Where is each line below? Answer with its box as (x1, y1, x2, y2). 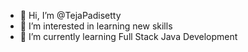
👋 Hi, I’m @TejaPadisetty (19, 10, 122, 21)
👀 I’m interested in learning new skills (19, 20, 173, 32)
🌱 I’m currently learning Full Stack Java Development (19, 31, 238, 42)
